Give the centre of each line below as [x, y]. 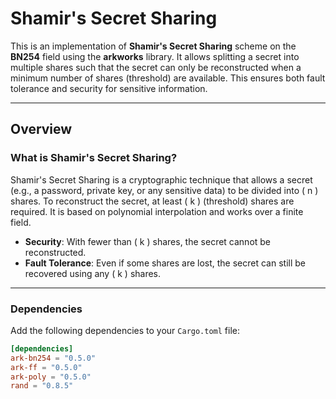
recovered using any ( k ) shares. [93, 273]
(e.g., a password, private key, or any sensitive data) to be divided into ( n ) [164, 190]
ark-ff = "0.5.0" [46, 367]
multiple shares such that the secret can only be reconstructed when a [156, 67]
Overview [41, 129]
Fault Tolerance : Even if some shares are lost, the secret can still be [165, 263]
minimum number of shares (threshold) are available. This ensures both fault [168, 78]
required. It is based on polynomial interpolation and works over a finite [157, 211]
